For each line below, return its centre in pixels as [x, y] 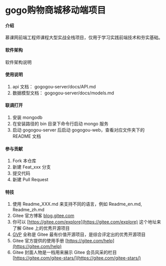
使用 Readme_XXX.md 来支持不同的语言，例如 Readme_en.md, [77, 204]
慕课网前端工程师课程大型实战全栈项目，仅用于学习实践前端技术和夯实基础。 [84, 38]
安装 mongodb [27, 117]
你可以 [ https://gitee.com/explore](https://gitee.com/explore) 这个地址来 [87, 222]
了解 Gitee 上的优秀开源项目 [41, 228]
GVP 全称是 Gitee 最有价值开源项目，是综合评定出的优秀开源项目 [79, 234]
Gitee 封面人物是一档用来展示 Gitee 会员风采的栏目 [64, 252]
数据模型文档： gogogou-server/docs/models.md [63, 93]
